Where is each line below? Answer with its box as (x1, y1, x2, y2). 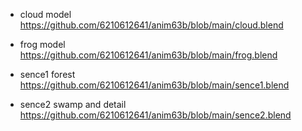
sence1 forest (19, 69, 76, 80)
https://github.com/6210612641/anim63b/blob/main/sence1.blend (19, 79, 290, 91)
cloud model (19, 9, 72, 20)
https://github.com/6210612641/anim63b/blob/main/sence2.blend (19, 109, 292, 121)
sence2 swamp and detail (19, 99, 127, 110)
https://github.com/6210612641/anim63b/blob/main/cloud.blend (19, 19, 284, 31)
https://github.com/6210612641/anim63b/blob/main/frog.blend (19, 49, 278, 61)
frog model (19, 39, 66, 50)
